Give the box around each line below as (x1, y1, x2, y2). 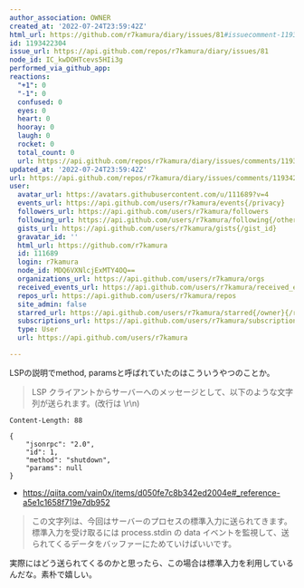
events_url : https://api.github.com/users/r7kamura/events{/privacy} (17, 198, 285, 208)
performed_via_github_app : (9, 64, 111, 73)
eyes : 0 (17, 106, 47, 115)
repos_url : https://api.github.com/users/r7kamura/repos (17, 291, 237, 300)
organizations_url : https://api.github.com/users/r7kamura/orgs (17, 275, 265, 284)
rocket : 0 (17, 140, 54, 149)
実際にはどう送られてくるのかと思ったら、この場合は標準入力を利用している (9, 557, 294, 568)
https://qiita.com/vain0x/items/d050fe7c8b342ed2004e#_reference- (22, 487, 280, 498)
